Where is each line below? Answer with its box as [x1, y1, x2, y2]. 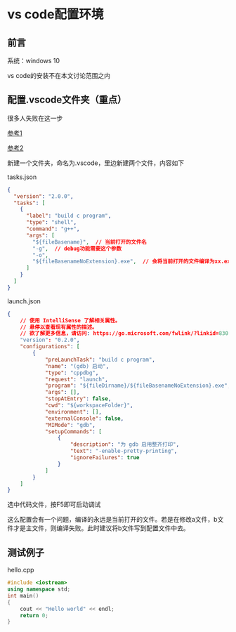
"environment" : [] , [44, 408, 102, 415]
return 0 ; [20, 612, 49, 619]
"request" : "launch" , [44, 376, 109, 383]
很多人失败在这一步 [7, 114, 63, 122]
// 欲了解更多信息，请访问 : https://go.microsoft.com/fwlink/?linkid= [20, 330, 219, 337]
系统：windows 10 [7, 57, 60, 65]
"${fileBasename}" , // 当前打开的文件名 [32, 238, 147, 246]
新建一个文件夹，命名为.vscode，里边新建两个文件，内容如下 [7, 159, 185, 167]
